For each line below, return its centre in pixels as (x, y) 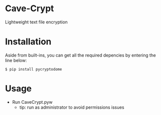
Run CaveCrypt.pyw (32, 102)
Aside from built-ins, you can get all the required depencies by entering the (80, 55)
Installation (28, 42)
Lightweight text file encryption (36, 22)
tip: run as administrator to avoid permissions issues (72, 107)
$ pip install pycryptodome (34, 69)
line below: (16, 60)
